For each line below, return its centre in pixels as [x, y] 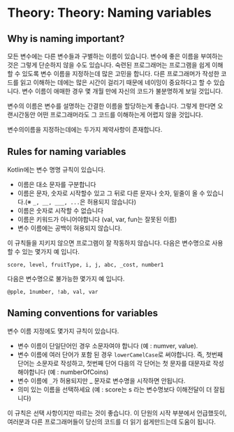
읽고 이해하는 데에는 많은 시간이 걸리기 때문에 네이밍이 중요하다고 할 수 [116, 82]
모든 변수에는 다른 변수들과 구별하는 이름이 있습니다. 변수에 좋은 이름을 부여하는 [115, 56]
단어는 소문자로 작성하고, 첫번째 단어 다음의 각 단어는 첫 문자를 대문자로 [114, 363]
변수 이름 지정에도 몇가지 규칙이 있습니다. [63, 331]
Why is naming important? [66, 39]
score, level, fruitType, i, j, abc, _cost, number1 [86, 265]
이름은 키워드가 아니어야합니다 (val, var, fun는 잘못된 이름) [97, 219]
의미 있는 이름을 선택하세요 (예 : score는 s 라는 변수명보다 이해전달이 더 [115, 389]
